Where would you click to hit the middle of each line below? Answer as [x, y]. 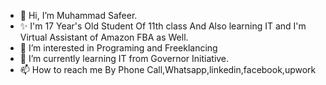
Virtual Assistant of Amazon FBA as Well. [104, 37]
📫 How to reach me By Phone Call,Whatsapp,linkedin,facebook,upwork [168, 69]
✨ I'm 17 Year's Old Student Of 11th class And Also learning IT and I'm [163, 26]
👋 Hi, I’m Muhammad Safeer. [78, 15]
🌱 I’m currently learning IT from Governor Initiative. [124, 58]
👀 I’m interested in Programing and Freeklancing [118, 48]
